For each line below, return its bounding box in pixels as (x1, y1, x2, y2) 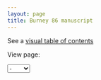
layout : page (7, 10, 46, 18)
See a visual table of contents (7, 36, 94, 45)
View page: (7, 50, 40, 59)
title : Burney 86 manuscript (7, 17, 93, 24)
